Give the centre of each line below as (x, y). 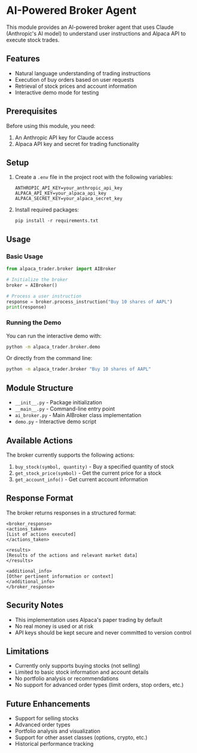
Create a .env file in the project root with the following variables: (94, 177)
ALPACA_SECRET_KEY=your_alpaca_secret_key (69, 199)
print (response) (26, 307)
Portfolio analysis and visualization (57, 731)
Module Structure (40, 388)
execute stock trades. (33, 40)
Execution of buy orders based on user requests (75, 79)
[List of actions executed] (41, 534)
